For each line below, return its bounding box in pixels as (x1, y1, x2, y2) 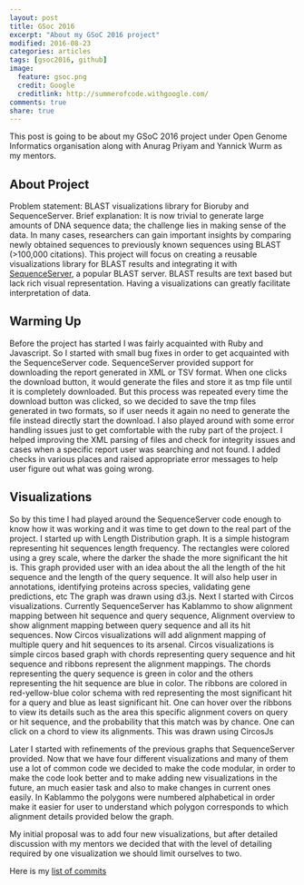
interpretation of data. (9, 288, 92, 299)
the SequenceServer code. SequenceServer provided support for (9, 357, 254, 368)
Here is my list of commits (9, 865, 107, 876)
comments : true (9, 97, 67, 107)
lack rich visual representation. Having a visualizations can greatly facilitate (9, 278, 290, 289)
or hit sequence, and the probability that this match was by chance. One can (9, 716, 295, 727)
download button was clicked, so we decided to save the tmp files (9, 396, 257, 407)
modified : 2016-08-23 (9, 38, 92, 48)
